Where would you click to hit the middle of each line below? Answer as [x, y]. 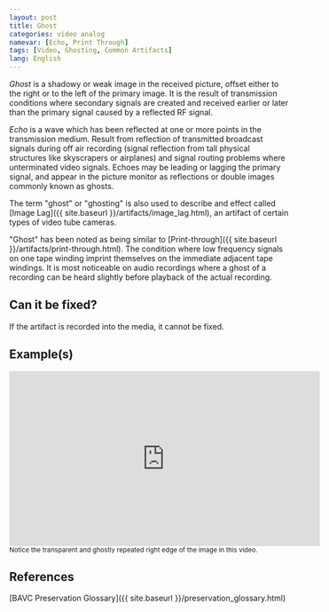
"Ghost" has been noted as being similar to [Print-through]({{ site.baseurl [143, 239]
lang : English [35, 59]
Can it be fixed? [53, 305]
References [42, 577]
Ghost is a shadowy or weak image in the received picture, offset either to [144, 84]
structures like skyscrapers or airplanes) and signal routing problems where [147, 158]
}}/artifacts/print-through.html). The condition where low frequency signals [146, 249]
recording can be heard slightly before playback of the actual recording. [141, 277]
